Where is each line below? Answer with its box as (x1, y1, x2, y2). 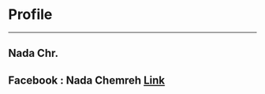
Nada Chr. (8, 47, 59, 60)
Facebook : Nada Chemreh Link (8, 73, 166, 87)
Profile (8, 6, 53, 24)
